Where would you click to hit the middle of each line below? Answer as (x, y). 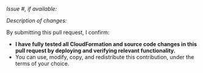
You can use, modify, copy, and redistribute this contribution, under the (105, 57)
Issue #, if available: (32, 9)
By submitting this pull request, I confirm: (58, 32)
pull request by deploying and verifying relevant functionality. (95, 50)
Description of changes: (37, 20)
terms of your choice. (42, 64)
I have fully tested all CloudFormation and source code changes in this (106, 44)
